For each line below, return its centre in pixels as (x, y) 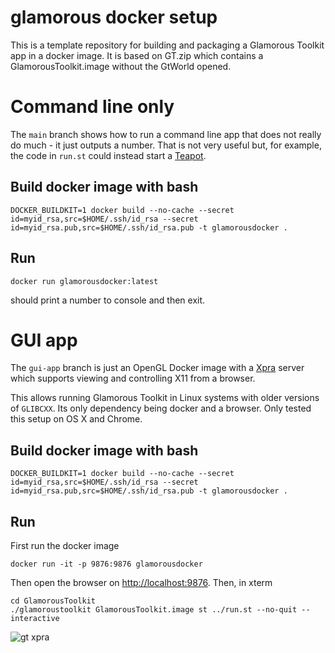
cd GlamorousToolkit (53, 601)
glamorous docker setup (114, 17)
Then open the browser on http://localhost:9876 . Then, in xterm (141, 583)
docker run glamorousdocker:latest (84, 281)
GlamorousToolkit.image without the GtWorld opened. (121, 66)
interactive (35, 619)
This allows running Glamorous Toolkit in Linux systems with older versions (165, 398)
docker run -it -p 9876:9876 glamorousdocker (106, 564)
